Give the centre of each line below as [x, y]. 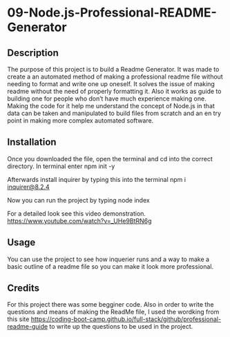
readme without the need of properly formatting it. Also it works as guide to [114, 91]
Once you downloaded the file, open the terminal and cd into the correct [110, 159]
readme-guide [28, 327]
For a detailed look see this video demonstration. [77, 213]
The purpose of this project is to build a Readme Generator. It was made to [113, 69]
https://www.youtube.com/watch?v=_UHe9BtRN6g [79, 221]
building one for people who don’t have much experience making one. [107, 99]
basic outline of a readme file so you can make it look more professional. [111, 266]
